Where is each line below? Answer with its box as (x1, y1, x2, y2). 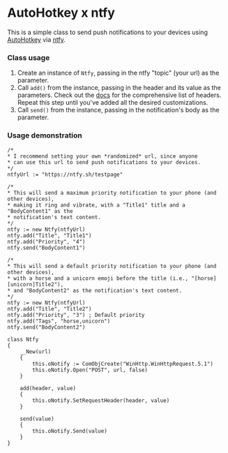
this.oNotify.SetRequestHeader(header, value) (32, 396, 170, 404)
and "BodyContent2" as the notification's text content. (13, 287, 183, 294)
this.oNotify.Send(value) (32, 427, 108, 434)
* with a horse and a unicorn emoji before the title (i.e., (7, 274, 189, 282)
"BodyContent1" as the (7, 207, 73, 214)
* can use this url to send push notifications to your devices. (7, 158, 201, 165)
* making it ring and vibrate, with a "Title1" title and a (7, 201, 186, 209)
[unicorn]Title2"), (7, 281, 64, 288)
